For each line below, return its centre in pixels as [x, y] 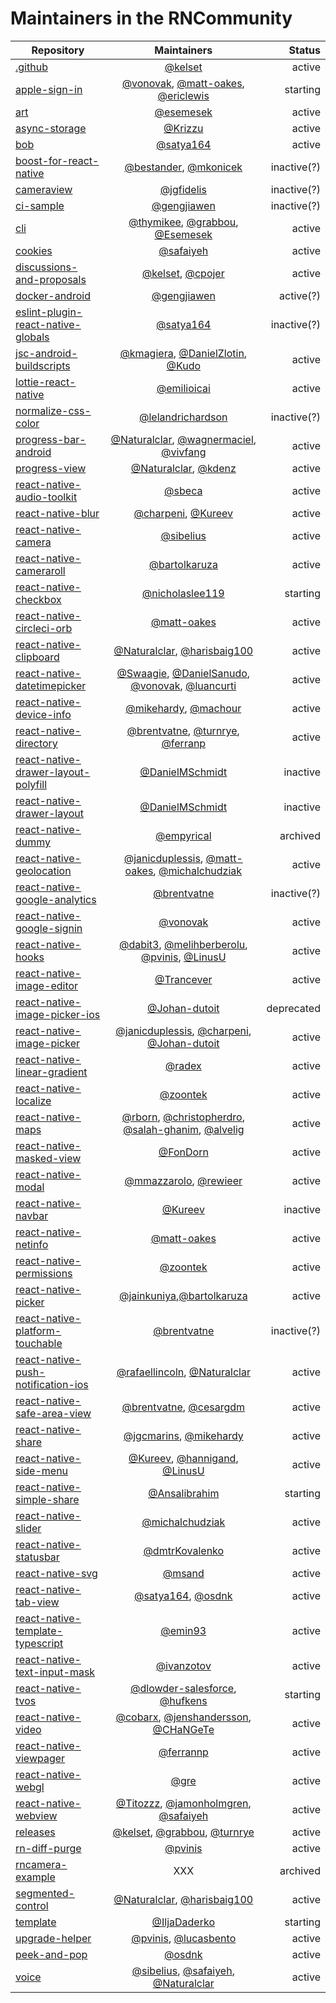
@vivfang [184, 452]
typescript [39, 1643]
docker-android [53, 295]
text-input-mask [55, 1672]
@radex [183, 1065]
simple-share [47, 1499]
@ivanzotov [183, 1665]
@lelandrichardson [183, 417]
